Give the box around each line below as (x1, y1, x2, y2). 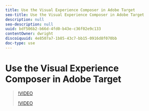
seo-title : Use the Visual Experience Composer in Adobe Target (5, 12, 144, 17)
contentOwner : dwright (5, 31, 53, 36)
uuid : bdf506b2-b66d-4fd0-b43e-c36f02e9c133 (5, 26, 101, 32)
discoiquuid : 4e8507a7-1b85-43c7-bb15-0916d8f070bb (5, 36, 117, 41)
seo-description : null (5, 21, 53, 27)
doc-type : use (5, 41, 36, 46)
